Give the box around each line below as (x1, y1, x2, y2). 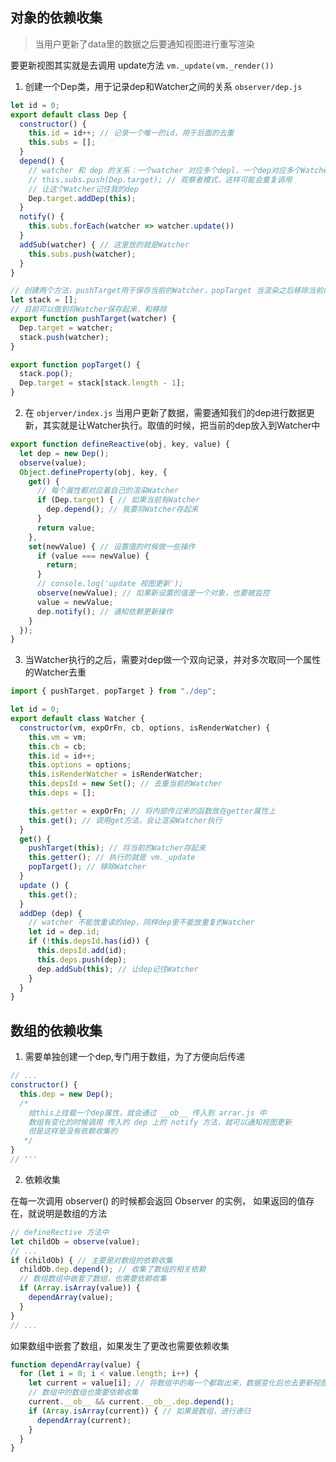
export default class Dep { (10, 109, 128, 120)
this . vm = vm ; (28, 732, 87, 742)
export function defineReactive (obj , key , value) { (10, 439, 230, 450)
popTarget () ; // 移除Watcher (28, 862, 147, 872)
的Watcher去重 (24, 666, 87, 678)
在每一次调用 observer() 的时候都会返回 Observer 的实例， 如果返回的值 (10, 1194, 307, 1207)
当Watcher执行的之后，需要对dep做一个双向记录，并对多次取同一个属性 (24, 654, 322, 666)
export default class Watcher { (10, 714, 145, 724)
